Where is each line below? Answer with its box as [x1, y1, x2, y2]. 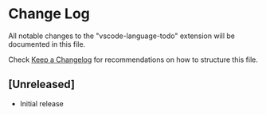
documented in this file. [8, 39, 86, 48]
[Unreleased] [8, 78, 76, 91]
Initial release [19, 98, 64, 108]
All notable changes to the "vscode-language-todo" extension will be [8, 31, 235, 40]
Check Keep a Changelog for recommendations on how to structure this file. [8, 55, 259, 64]
